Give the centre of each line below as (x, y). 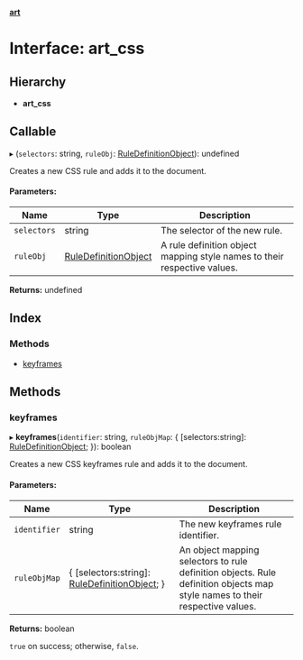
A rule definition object (209, 245)
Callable (33, 132)
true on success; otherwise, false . (74, 646)
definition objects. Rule (228, 573)
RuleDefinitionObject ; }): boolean (70, 447)
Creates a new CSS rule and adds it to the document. (108, 170)
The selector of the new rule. (221, 231)
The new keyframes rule (230, 524)
